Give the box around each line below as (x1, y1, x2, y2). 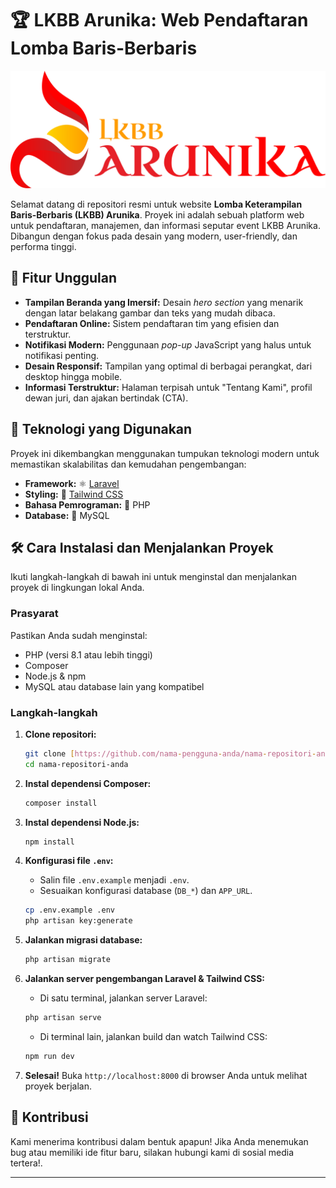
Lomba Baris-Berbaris (10, 37, 198, 60)
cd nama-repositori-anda (24, 759, 129, 769)
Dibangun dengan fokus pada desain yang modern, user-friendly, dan (10, 230, 298, 242)
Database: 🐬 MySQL (24, 509, 110, 521)
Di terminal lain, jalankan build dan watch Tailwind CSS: (39, 1030, 268, 1042)
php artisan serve (24, 1013, 102, 1023)
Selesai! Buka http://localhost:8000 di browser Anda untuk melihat (24, 1069, 308, 1081)
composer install (24, 798, 98, 808)
